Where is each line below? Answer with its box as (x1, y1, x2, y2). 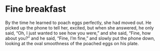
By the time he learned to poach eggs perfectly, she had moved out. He (5, 20, 152, 25)
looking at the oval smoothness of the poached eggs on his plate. (5, 40, 139, 46)
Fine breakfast (5, 3, 66, 15)
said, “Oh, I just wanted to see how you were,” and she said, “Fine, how (5, 30, 151, 36)
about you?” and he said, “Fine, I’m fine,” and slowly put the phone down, (5, 35, 155, 41)
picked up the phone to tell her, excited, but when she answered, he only (5, 25, 154, 30)
